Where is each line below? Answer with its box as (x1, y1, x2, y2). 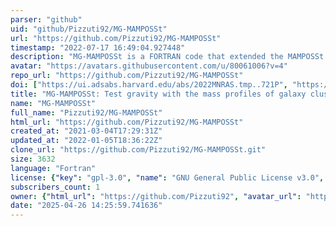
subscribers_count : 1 (10, 182, 101, 192)
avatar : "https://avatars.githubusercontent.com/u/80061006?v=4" (10, 61, 288, 71)
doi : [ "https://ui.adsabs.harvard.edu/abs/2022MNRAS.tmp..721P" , (10, 80, 288, 90)
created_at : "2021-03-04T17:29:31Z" (10, 126, 163, 136)
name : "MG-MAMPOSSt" (10, 98, 97, 108)
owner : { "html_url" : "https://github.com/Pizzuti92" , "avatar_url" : (10, 191, 302, 201)
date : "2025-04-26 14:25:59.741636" (10, 201, 163, 211)
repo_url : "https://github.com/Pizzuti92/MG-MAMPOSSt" (10, 71, 244, 81)
